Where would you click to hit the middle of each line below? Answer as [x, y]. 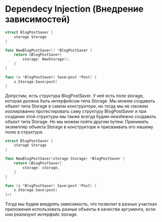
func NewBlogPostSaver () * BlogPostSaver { [49, 50]
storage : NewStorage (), [46, 60]
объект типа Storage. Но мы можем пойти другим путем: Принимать [77, 121]
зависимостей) [37, 19]
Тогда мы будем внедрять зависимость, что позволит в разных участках [81, 204]
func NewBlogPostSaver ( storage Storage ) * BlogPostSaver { [65, 159]
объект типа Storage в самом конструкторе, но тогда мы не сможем [77, 106]
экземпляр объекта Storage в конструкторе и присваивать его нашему [79, 127]
